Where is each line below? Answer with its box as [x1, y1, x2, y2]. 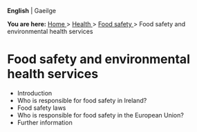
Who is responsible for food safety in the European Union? [17, 111, 185, 119]
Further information [17, 118, 73, 126]
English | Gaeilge [7, 7, 57, 15]
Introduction [17, 88, 53, 97]
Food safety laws [17, 104, 66, 112]
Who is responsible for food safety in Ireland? [17, 96, 147, 104]
